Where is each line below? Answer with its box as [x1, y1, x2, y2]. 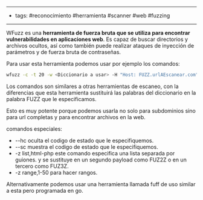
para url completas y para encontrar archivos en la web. [6, 113, 146, 120]
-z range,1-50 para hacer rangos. [14, 169, 98, 176]
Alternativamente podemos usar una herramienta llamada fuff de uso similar [6, 180, 196, 187]
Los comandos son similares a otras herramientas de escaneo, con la [6, 83, 179, 90]
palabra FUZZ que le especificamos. [6, 95, 97, 102]
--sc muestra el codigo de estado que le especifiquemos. [14, 143, 158, 151]
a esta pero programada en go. [6, 187, 83, 194]
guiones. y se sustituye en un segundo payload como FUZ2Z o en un [14, 156, 187, 163]
